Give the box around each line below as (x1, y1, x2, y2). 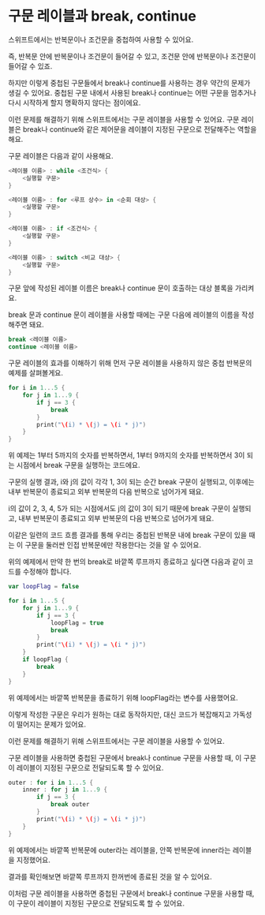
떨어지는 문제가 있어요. (16, 719, 87, 729)
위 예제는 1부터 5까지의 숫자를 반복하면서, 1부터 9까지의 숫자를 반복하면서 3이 (8, 450, 245, 460)
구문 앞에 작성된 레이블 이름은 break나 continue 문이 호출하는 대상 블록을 (8, 283, 234, 293)
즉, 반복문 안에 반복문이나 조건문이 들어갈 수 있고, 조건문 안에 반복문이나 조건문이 (8, 51, 256, 61)
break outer (50, 801, 90, 809)
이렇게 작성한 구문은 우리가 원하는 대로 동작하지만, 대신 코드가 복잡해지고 (8, 709, 231, 719)
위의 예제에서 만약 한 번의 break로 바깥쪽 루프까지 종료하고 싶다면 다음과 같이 (8, 557, 246, 566)
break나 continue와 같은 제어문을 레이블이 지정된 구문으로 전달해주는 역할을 (22, 124, 257, 134)
